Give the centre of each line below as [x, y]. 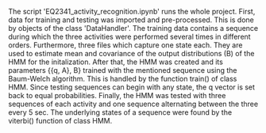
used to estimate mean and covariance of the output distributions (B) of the [131, 53]
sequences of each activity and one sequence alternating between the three [133, 104]
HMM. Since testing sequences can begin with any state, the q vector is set [132, 87]
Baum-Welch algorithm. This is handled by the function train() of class [123, 79]
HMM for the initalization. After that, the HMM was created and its [116, 62]
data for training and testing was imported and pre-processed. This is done [131, 20]
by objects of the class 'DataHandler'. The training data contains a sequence [133, 28]
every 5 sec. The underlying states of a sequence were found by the [120, 112]
